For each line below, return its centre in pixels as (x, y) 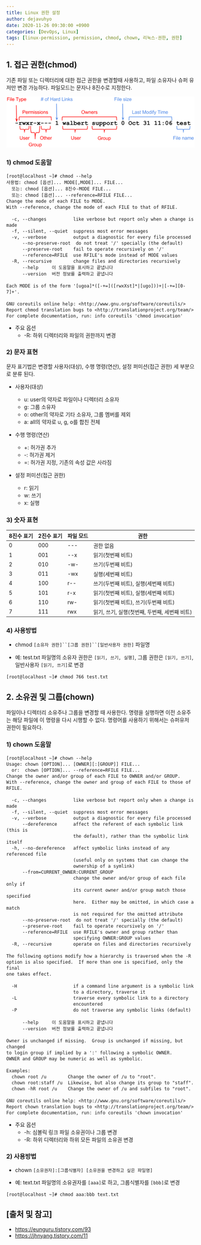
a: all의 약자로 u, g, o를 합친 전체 (62, 422)
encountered (88, 1004)
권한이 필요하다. (25, 727)
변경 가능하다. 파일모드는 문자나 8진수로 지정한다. (75, 88)
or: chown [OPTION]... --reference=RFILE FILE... (76, 770)
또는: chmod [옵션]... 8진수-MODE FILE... (62, 189)
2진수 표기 (50, 536)
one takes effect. (29, 974)
